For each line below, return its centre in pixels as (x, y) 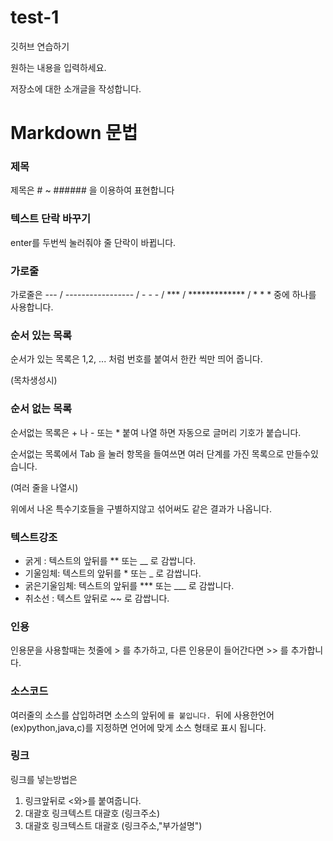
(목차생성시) (34, 380)
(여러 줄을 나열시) (44, 487)
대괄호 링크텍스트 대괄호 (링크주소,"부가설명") (113, 825)
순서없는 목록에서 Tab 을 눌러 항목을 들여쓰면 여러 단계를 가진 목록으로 (147, 453)
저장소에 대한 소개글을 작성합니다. (76, 88)
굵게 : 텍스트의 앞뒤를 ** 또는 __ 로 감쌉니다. (110, 560)
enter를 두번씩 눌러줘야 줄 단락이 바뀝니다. (93, 242)
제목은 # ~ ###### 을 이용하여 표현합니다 (92, 190)
